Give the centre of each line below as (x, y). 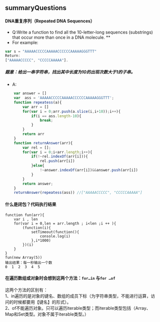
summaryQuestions (36, 8)
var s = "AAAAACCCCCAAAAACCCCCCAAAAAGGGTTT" (51, 51)
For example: (25, 42)
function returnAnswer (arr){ (43, 143)
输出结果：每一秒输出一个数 (29, 263)
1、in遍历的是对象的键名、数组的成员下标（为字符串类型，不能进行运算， (78, 296)
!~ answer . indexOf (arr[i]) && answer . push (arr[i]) (89, 170)
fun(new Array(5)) (24, 257)
